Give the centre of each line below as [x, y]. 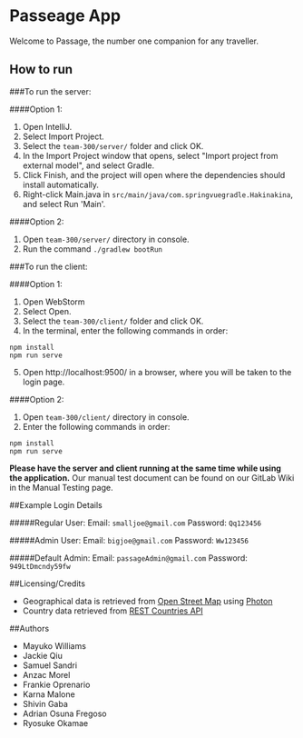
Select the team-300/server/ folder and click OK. [113, 145]
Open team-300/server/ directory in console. [106, 239]
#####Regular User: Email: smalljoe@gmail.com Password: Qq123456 [135, 523]
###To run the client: [49, 266]
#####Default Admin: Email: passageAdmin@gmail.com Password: [128, 558]
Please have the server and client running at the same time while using [145, 468]
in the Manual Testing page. [61, 487]
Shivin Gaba [45, 703]
